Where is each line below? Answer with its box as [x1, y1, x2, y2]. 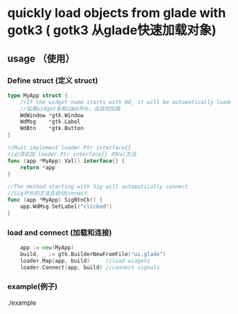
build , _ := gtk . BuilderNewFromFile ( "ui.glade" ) [20, 250, 166, 257]
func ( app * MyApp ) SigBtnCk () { [7, 197, 103, 204]
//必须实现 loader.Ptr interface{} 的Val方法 [7, 151, 137, 158]
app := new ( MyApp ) [20, 244, 74, 252]
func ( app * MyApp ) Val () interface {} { [7, 157, 125, 164]
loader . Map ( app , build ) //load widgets [20, 257, 151, 264]
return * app [20, 164, 55, 171]
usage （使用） [7, 52, 75, 64]
